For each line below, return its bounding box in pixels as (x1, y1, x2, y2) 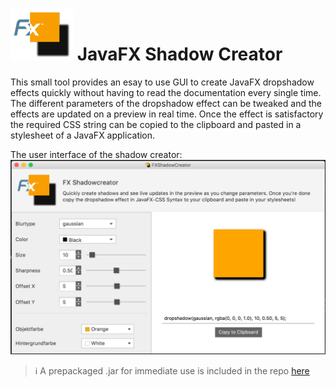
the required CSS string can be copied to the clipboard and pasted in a (10, 118, 302, 130)
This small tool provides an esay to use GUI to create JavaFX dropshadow (10, 76, 315, 88)
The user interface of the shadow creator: (10, 148, 183, 160)
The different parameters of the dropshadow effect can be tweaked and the (10, 97, 322, 109)
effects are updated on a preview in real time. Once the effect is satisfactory (10, 108, 324, 120)
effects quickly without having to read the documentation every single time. (10, 86, 322, 98)
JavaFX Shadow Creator (76, 43, 283, 66)
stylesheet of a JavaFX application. (10, 129, 156, 141)
